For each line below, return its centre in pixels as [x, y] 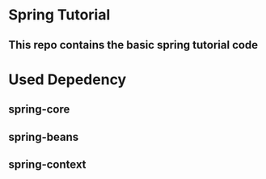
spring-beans [44, 136]
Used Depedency [68, 79]
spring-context [47, 164]
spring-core [39, 110]
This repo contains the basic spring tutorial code [133, 45]
